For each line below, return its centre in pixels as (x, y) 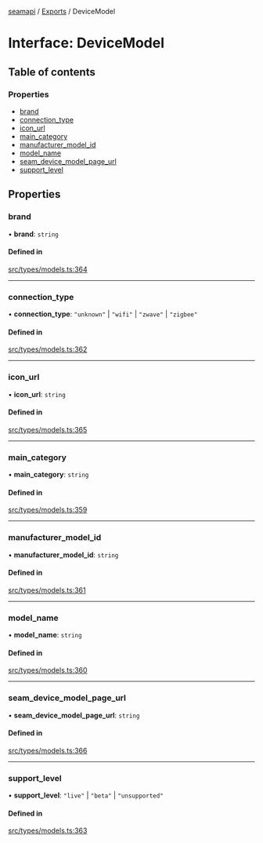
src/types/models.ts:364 (48, 269)
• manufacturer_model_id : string (63, 555)
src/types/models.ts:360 (48, 670)
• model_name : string (45, 635)
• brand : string (33, 234)
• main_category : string (49, 475)
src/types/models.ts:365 (48, 429)
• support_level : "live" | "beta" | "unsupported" (86, 795)
